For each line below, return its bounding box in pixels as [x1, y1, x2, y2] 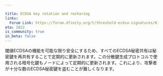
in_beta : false [5, 34, 36, 39]
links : [5, 15, 18, 21]
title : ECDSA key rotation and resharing [5, 11, 90, 16]
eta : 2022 [5, 25, 25, 30]
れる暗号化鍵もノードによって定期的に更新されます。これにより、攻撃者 [13, 60, 157, 65]
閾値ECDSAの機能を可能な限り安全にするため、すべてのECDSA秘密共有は [5, 48, 153, 53]
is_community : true [5, 30, 45, 34]
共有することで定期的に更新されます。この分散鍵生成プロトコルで [21, 54, 154, 60]
